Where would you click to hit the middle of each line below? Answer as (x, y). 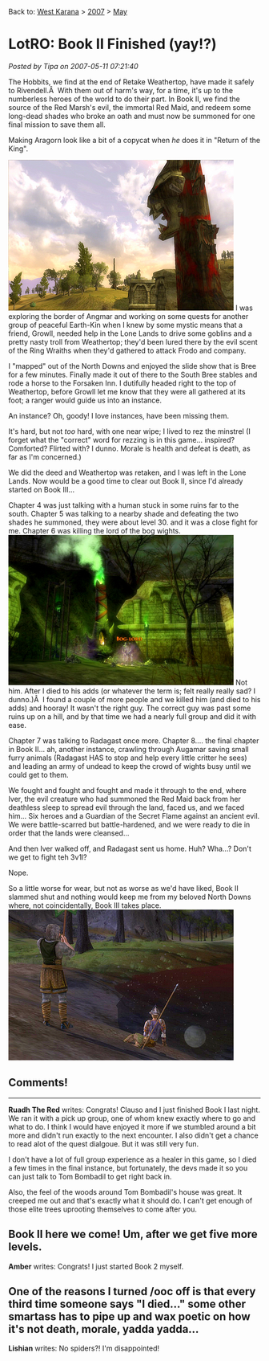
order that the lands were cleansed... (69, 833)
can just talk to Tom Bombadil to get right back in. (90, 1176)
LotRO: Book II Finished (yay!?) (112, 44)
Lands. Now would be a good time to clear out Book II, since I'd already (126, 480)
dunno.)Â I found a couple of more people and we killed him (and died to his (134, 699)
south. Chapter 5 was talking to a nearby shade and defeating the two (123, 513)
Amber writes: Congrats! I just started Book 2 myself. (96, 1266)
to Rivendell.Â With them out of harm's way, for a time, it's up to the (121, 90)
